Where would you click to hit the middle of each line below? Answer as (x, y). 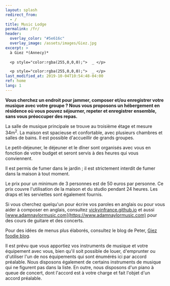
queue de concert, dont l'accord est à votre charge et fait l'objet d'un (78, 273)
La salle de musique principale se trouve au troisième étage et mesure (79, 126)
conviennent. (19, 159)
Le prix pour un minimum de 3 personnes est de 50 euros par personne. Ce (84, 184)
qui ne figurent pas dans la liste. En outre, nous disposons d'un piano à (80, 268)
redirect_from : (21, 15)
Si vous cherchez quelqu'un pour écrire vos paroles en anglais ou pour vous (85, 204)
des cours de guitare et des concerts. (45, 221)
